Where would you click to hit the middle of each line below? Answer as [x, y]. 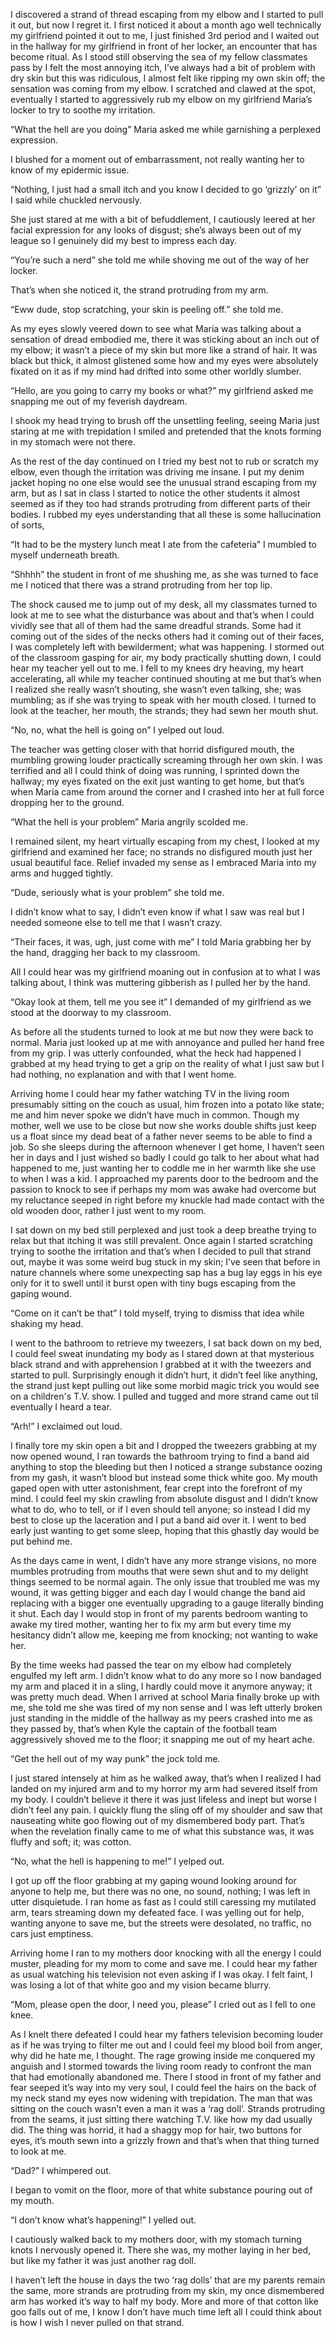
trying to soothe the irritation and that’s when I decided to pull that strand [161, 1251]
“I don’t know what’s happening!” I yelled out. [103, 2220]
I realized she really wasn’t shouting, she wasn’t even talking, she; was [156, 689]
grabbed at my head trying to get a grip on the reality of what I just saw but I [167, 1063]
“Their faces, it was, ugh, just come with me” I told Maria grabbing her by [161, 942]
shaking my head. [47, 1323]
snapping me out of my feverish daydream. [99, 401]
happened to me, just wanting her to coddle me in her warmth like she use [163, 1168]
